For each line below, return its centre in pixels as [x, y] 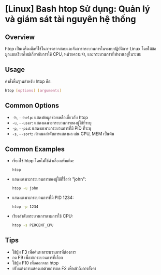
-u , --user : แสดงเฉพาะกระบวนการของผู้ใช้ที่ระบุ [52, 122]
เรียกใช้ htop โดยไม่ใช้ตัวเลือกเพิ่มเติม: [43, 161]
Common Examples [35, 149]
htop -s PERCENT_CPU [33, 225]
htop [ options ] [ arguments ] [33, 91]
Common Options [32, 106]
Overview [20, 37]
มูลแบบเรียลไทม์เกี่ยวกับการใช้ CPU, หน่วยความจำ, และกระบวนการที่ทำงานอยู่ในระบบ [73, 54]
